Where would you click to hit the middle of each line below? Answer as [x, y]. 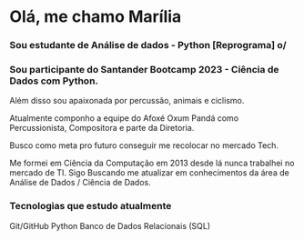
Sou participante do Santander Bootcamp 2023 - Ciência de [144, 70]
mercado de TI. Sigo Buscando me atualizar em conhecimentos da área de [149, 173]
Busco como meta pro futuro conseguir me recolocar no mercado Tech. [144, 145]
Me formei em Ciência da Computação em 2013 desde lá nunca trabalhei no [152, 163]
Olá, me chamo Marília [96, 17]
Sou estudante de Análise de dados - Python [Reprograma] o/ [148, 45]
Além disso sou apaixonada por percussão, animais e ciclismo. [127, 101]
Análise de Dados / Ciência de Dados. [81, 183]
